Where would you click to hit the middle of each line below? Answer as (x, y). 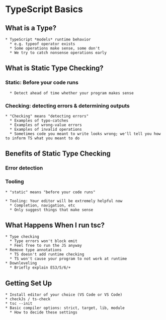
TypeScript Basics (44, 9)
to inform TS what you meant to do (43, 138)
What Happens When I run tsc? (55, 225)
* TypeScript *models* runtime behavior (48, 39)
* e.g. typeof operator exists (43, 44)
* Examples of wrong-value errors (46, 125)
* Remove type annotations (33, 250)
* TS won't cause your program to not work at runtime (68, 259)
